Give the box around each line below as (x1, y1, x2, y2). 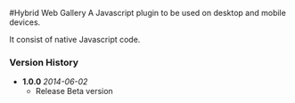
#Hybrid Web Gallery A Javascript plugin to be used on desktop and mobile (9, 8, 287, 18)
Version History (9, 56, 78, 68)
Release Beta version (35, 86, 113, 97)
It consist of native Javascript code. (9, 35, 141, 44)
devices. (9, 17, 41, 28)
